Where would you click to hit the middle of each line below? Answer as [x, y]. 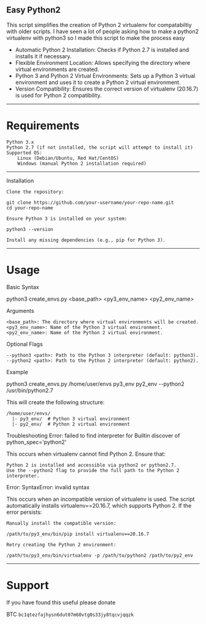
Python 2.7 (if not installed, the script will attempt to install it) [100, 147]
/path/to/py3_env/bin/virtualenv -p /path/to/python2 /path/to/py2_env [100, 555]
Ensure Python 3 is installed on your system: [67, 219]
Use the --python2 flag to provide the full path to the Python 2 [93, 470]
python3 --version [30, 229]
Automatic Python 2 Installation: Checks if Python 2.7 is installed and [102, 50]
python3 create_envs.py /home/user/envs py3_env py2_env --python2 [96, 384]
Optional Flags [25, 344]
